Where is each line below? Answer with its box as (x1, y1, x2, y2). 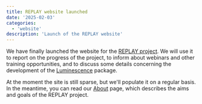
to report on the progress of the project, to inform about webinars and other (6, 54, 195, 61)
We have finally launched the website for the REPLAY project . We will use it (6, 47, 194, 55)
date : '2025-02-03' (6, 14, 56, 20)
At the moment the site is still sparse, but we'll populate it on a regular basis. (6, 79, 197, 86)
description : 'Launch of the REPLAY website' (6, 31, 123, 37)
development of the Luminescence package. (6, 67, 118, 74)
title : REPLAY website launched (6, 8, 88, 15)
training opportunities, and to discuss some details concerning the (6, 61, 172, 68)
